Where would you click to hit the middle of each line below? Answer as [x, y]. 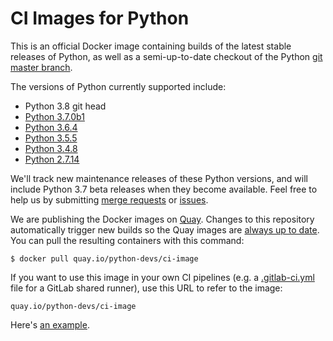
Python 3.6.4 [51, 127]
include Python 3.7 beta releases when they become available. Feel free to [164, 189]
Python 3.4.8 [51, 148]
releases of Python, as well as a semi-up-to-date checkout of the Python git [166, 56]
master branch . [41, 67]
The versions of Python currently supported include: [118, 86]
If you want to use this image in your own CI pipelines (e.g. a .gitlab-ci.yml [162, 277]
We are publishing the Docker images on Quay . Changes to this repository [162, 219]
